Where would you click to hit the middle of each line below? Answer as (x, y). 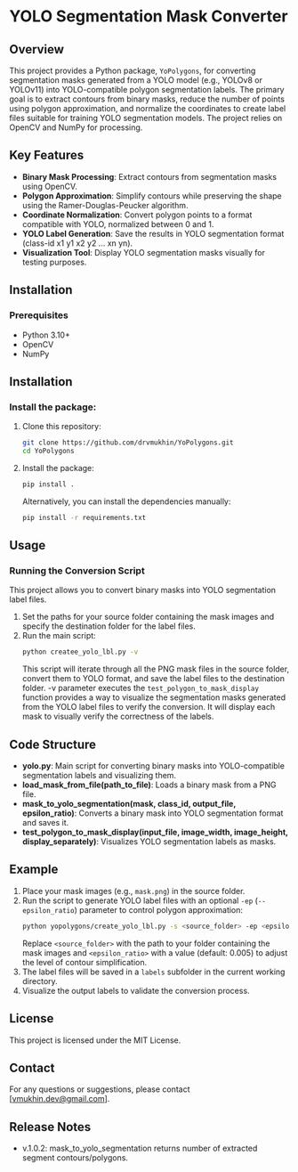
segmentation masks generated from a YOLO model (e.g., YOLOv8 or (136, 80)
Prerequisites (39, 315)
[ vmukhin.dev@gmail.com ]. (60, 1099)
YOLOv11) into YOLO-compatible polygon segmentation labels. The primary (147, 90)
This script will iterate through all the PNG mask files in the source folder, (156, 669)
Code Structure (52, 744)
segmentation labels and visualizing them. (99, 776)
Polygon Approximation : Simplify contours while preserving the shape (152, 195)
